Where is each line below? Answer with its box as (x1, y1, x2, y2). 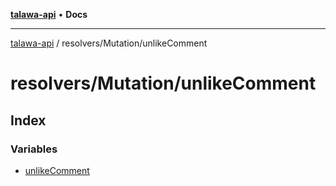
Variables (10, 142, 58, 156)
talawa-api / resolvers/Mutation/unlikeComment (10, 37, 208, 49)
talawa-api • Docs (10, 9, 88, 20)
